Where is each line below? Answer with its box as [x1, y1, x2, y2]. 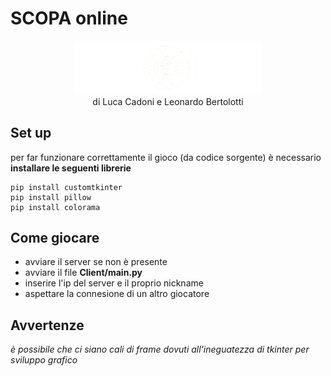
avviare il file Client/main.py [24, 267, 143, 279]
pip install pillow [10, 192, 92, 202]
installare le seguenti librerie [10, 162, 132, 174]
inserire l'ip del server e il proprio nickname [24, 277, 204, 289]
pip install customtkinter [10, 182, 123, 192]
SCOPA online [10, 7, 128, 30]
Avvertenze [10, 317, 85, 334]
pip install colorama [10, 202, 101, 212]
